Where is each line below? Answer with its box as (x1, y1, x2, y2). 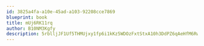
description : (6, 31, 39, 37)
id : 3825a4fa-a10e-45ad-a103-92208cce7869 (6, 8, 115, 15)
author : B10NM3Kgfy (6, 25, 56, 32)
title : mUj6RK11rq (6, 20, 53, 26)
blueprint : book (6, 14, 47, 20)
